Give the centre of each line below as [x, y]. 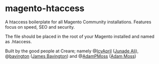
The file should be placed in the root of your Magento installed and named [80, 36]
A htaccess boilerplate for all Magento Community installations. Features [78, 22]
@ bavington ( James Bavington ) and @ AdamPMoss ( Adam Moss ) [71, 56]
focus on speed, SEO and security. [40, 27]
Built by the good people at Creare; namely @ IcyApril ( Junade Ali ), [72, 51]
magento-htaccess [45, 8]
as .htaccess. [18, 41]
